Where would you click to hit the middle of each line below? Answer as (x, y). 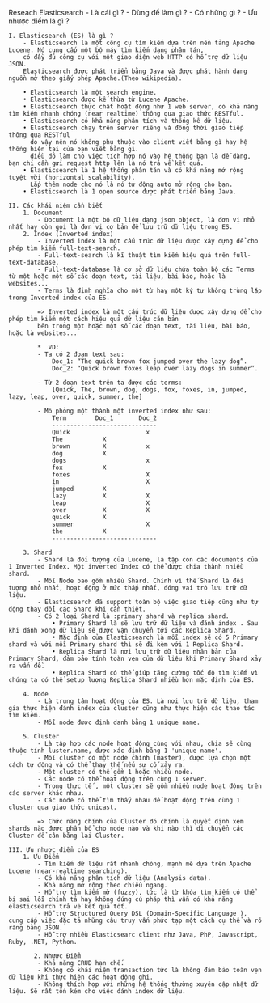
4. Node (36, 694)
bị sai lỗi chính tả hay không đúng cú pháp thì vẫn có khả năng (120, 899)
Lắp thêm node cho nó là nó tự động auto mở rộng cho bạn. (131, 184)
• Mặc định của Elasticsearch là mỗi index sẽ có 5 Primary (155, 637)
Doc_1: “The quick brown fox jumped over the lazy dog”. (150, 362)
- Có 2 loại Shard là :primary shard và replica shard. (133, 616)
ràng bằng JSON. (36, 928)
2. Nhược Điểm (57, 956)
